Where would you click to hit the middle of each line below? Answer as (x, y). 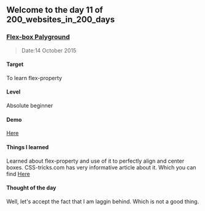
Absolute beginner (30, 106)
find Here (18, 174)
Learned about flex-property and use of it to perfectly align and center (95, 161)
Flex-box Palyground (38, 37)
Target (15, 64)
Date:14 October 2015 (49, 50)
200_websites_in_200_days (61, 20)
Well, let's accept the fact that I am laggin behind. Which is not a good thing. (103, 201)
